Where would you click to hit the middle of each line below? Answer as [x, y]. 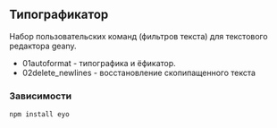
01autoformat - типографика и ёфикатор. [99, 63]
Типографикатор [59, 15]
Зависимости [41, 96]
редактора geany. [43, 46]
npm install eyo [39, 115]
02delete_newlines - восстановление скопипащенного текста [139, 73]
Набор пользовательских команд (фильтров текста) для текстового [138, 36]
